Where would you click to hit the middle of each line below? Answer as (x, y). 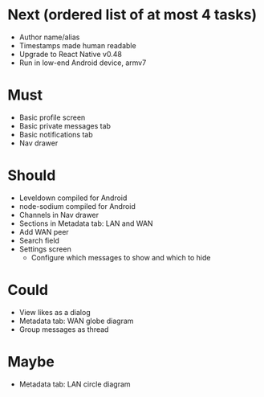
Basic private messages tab (65, 125)
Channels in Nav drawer (59, 215)
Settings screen (45, 249)
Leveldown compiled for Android (73, 198)
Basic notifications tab (56, 134)
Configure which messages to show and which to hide (121, 257)
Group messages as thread (64, 329)
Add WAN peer (44, 231)
